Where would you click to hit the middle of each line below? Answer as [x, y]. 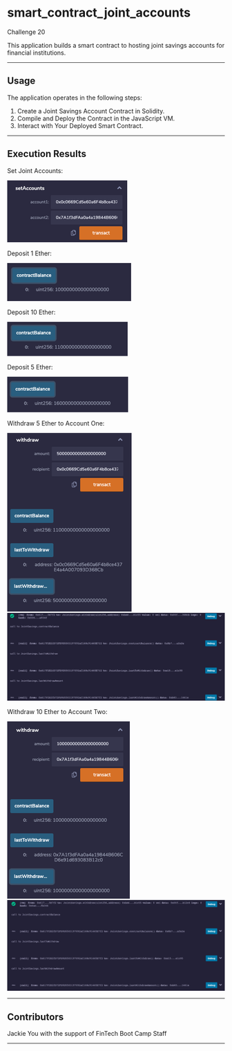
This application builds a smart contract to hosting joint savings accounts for [116, 45]
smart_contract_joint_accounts [99, 13]
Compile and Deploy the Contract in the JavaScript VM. [96, 118]
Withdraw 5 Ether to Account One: [56, 423]
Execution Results [47, 154]
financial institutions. [37, 53]
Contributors [36, 1017]
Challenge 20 [26, 32]
